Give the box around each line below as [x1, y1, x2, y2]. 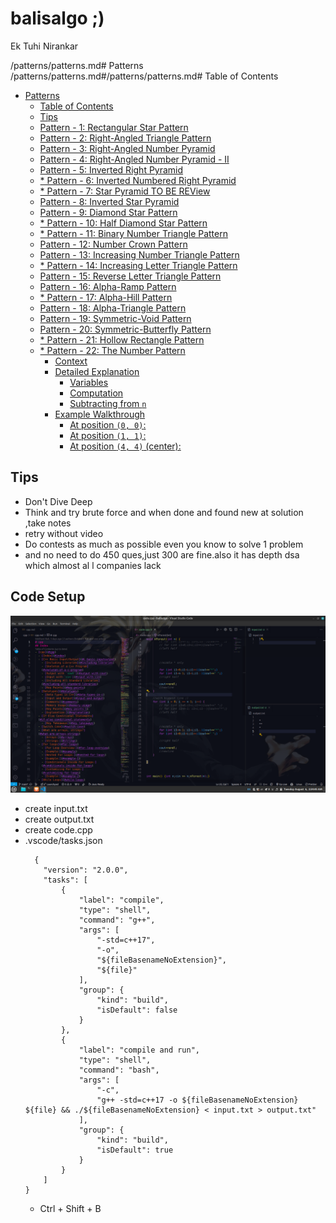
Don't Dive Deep [24, 495, 93, 507]
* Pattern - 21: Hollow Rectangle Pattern [39, 333, 205, 346]
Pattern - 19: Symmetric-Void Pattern [39, 312, 192, 324]
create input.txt [24, 803, 88, 815]
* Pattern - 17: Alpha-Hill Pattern [39, 291, 173, 303]
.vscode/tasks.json [24, 835, 103, 847]
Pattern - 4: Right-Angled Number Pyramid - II [39, 153, 230, 165]
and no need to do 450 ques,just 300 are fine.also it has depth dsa [24, 548, 300, 561]
